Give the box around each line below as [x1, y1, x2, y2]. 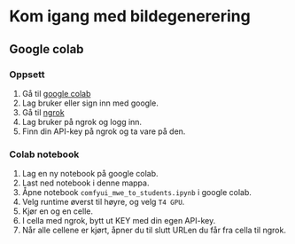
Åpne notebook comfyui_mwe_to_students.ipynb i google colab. [21, 187, 252, 198]
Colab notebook [9, 148, 80, 161]
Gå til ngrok [21, 106, 65, 117]
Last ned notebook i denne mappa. [21, 177, 150, 188]
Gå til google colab [21, 88, 91, 98]
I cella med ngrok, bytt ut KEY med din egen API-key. [21, 216, 216, 226]
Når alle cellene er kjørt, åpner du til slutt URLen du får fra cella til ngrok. [21, 224, 286, 236]
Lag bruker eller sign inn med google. [21, 98, 159, 108]
